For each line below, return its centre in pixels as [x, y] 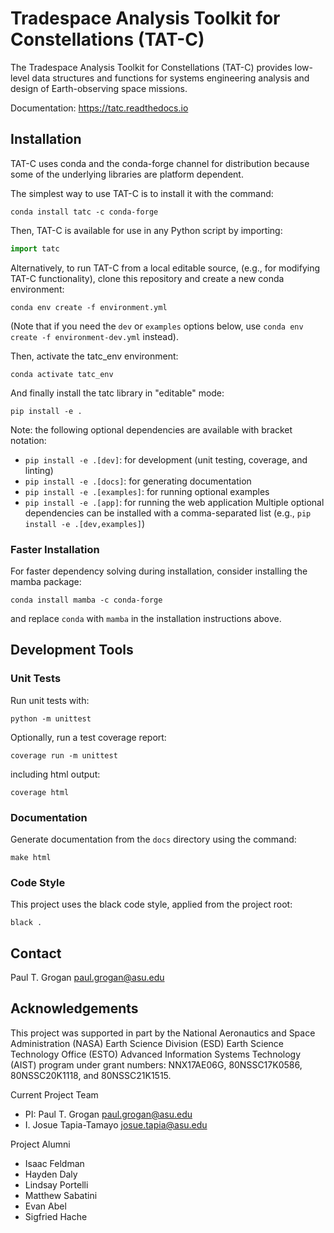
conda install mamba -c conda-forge [86, 600]
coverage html [40, 792]
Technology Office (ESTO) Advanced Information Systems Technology [156, 1054]
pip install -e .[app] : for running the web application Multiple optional [174, 502]
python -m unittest [51, 718]
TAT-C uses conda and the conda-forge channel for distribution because [160, 163]
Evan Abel [45, 1206]
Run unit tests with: [50, 700]
